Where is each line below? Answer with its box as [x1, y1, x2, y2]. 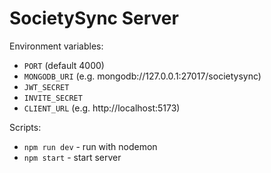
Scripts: [9, 121, 42, 133]
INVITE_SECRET [23, 93, 83, 103]
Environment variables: [9, 40, 104, 52]
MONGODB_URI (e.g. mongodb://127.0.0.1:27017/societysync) [23, 70, 262, 82]
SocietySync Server [9, 7, 179, 30]
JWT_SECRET [23, 82, 70, 92]
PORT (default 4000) [23, 59, 105, 71]
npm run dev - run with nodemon [23, 140, 158, 152]
